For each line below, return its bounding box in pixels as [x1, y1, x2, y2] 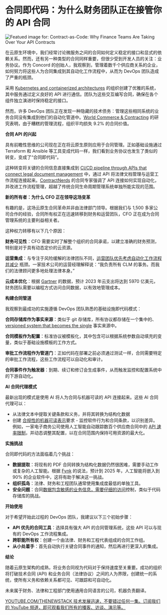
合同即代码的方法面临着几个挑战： [5, 451, 75, 457]
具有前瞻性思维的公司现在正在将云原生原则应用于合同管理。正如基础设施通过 [5, 142, 162, 148]
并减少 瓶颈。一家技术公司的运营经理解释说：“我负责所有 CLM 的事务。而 [5, 261, 156, 267]
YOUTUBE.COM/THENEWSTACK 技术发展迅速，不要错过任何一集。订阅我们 [5, 598, 161, 604]
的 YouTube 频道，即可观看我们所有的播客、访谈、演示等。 [5, 604, 126, 610]
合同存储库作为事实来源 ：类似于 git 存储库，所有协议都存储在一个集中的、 [5, 316, 157, 322]
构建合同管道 [5, 295, 31, 301]
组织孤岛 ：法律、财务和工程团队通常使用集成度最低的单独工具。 [12, 480, 143, 486]
